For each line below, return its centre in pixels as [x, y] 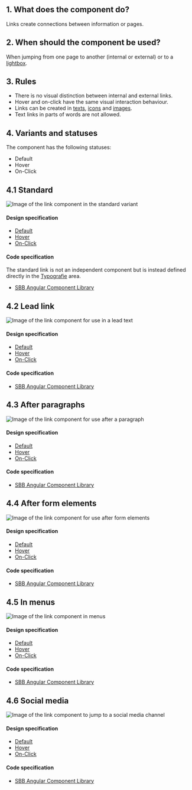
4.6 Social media [38, 701]
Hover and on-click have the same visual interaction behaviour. [91, 102]
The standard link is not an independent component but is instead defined [96, 270]
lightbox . [17, 63]
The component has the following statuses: [59, 148]
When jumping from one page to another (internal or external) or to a [90, 57]
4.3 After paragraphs [45, 405]
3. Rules [21, 82]
